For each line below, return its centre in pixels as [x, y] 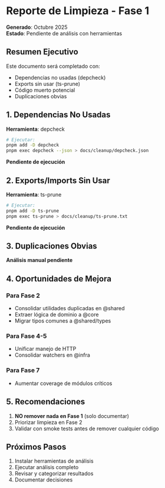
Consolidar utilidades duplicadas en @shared [70, 308]
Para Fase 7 [23, 370]
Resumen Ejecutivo [42, 52]
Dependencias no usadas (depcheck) [60, 77]
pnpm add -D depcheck [33, 145]
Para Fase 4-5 [27, 336]
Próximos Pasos [36, 446]
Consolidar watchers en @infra [52, 355]
